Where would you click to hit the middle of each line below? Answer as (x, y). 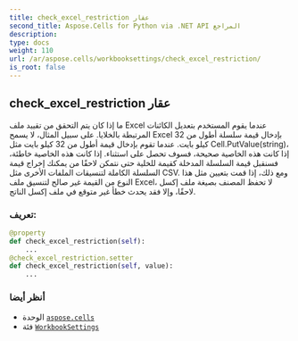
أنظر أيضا (27, 297)
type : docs (29, 42)
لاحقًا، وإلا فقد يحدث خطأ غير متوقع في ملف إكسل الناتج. (103, 191)
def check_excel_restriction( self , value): (91, 266)
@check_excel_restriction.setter (71, 258)
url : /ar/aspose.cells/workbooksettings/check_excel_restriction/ (135, 59)
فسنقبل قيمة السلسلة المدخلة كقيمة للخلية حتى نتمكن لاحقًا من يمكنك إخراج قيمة (144, 162)
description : (33, 34)
